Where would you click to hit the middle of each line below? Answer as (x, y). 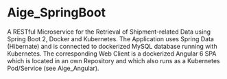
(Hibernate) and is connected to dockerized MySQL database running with (112, 46)
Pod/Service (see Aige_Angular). (53, 68)
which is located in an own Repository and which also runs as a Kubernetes (114, 60)
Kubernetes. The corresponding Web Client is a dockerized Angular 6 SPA (112, 54)
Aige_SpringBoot (57, 13)
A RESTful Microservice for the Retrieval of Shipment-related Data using (109, 32)
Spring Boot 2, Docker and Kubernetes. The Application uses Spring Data (111, 38)
